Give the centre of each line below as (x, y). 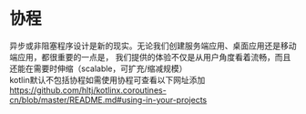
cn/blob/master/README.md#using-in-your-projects (108, 99)
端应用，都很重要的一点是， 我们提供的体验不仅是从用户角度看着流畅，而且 (150, 57)
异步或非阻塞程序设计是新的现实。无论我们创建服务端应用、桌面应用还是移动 (153, 46)
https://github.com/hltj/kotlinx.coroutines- (88, 90)
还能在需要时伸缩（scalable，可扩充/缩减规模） (98, 68)
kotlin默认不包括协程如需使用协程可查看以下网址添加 (107, 79)
